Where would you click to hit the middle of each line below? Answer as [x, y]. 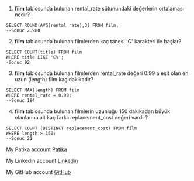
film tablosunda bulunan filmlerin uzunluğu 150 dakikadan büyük [92, 111]
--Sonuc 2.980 [23, 30]
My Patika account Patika [37, 149]
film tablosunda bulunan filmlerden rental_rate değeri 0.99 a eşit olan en [101, 73]
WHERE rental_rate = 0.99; [39, 95]
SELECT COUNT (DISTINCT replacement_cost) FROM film [72, 128]
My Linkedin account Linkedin [42, 161]
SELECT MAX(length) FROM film [43, 90]
